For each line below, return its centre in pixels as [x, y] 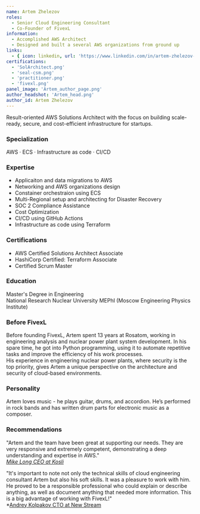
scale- [179, 117]
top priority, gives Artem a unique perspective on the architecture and [92, 367]
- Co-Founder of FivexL [41, 28]
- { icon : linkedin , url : [44, 56]
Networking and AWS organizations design [67, 187]
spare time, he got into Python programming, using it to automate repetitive [98, 348]
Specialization [27, 139]
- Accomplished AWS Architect [49, 39]
